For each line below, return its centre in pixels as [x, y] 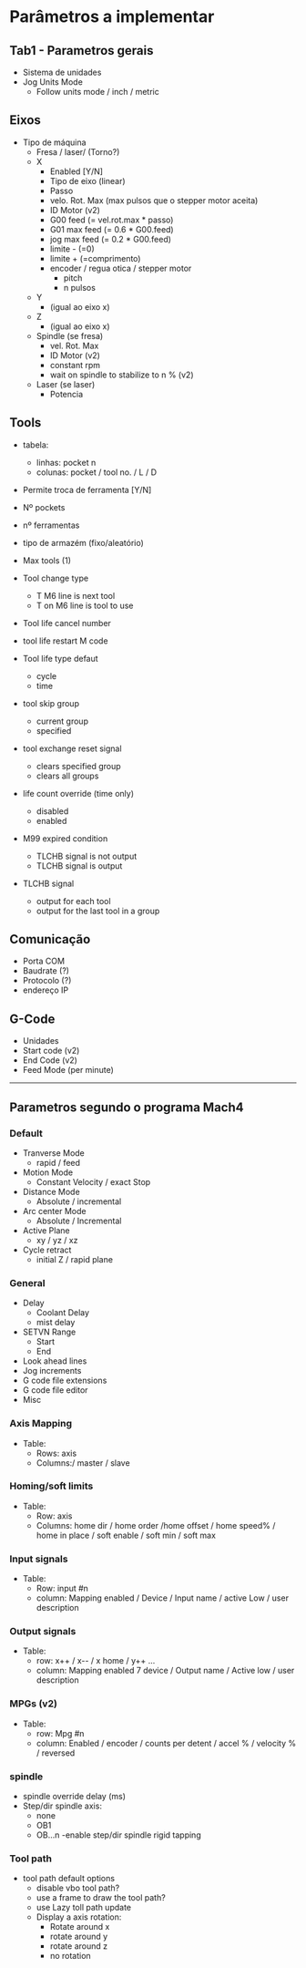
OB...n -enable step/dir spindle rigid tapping [119, 1835]
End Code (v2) [50, 1060]
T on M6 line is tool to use [85, 605]
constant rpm [75, 365]
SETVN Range [49, 1332]
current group [62, 721]
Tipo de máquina [54, 142]
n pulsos [79, 287]
